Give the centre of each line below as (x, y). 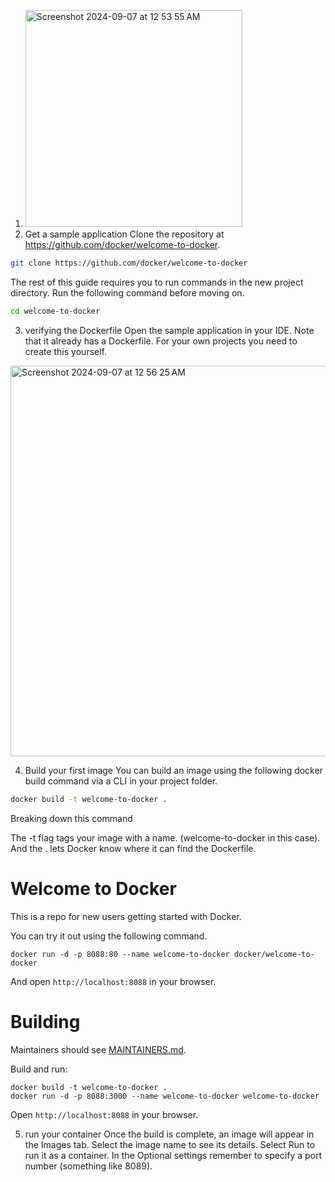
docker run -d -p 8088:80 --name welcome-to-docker (120, 954)
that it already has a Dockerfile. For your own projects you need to (161, 341)
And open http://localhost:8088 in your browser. (113, 981)
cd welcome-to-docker (55, 311)
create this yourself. (66, 351)
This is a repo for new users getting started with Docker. (126, 916)
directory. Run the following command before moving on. (127, 292)
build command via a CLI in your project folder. (121, 781)
